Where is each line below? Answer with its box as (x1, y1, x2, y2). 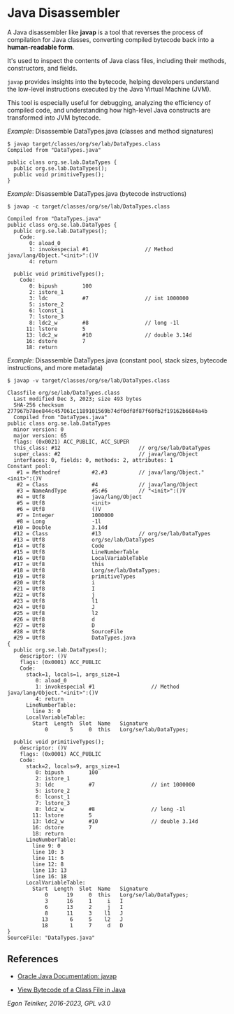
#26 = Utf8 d (13, 616, 96, 623)
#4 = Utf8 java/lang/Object (16, 493, 142, 500)
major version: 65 (13, 432, 68, 439)
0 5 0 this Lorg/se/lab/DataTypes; (44, 726, 189, 733)
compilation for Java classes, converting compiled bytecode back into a (7, 35, 214, 43)
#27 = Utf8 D (13, 621, 96, 629)
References (7, 953, 59, 965)
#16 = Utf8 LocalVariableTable (13, 554, 149, 561)
